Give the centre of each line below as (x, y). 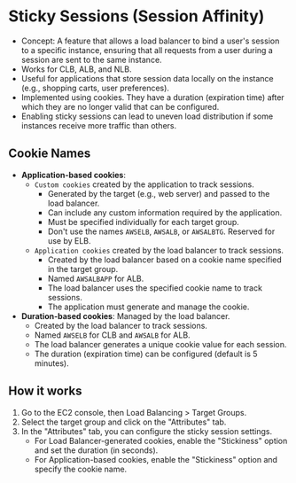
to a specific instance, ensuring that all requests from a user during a (147, 50)
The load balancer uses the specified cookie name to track (155, 288)
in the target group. (83, 269)
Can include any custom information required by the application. (165, 212)
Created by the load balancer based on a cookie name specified (165, 260)
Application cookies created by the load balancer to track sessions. (159, 250)
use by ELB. (69, 240)
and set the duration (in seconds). (96, 450)
